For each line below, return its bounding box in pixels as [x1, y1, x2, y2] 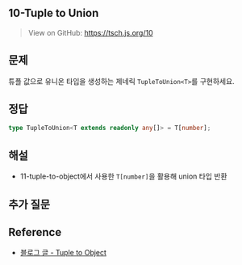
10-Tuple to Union [8, 6, 99, 20]
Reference [8, 225, 62, 239]
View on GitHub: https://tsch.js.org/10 [27, 27, 153, 37]
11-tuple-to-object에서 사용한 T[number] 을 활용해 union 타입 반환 [19, 171, 227, 181]
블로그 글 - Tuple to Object [19, 248, 107, 258]
